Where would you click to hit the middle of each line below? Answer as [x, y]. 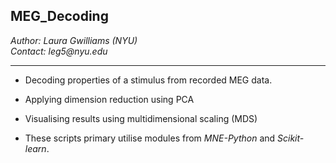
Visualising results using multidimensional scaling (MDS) [141, 118]
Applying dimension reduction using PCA [109, 99]
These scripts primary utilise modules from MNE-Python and [150, 138]
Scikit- [291, 138]
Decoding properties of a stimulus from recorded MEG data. [148, 80]
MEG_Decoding [59, 16]
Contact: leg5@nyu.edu [59, 51]
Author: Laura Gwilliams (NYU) [74, 40]
